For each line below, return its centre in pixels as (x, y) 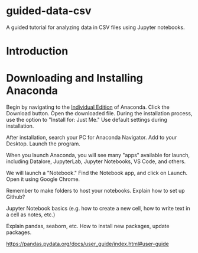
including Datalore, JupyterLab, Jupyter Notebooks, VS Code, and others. (96, 161)
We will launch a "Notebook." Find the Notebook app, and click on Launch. (97, 173)
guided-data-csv (49, 11)
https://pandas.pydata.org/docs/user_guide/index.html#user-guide (88, 244)
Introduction (37, 51)
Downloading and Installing (75, 78)
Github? (16, 197)
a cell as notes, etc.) (31, 215)
